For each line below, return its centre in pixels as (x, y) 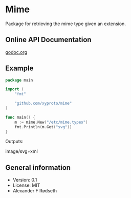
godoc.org (16, 52)
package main (19, 80)
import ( (15, 89)
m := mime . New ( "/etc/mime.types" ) (51, 122)
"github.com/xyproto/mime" (43, 104)
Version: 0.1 (25, 180)
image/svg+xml (22, 151)
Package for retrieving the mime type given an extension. (66, 24)
